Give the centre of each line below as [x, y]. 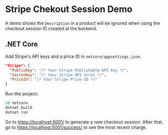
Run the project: [22, 94]
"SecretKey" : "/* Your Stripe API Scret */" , [58, 75]
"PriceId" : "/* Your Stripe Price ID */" [54, 80]
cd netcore [17, 103]
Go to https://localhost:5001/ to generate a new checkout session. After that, [84, 122]
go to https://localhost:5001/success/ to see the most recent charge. [76, 127]
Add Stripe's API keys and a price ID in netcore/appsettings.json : [73, 56]
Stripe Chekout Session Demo [69, 9]
